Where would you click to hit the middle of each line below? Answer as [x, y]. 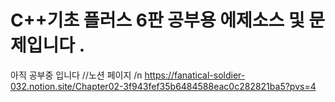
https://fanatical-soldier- [195, 75]
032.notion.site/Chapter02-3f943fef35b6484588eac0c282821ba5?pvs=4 [163, 86]
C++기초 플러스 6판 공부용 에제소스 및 [157, 20]
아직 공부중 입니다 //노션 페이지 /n [76, 75]
